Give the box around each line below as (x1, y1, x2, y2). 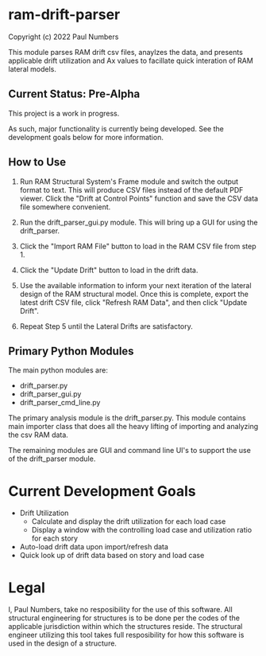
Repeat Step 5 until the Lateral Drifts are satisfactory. (19, 321, 193, 331)
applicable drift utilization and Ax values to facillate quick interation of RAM (8, 56, 254, 65)
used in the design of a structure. (8, 638, 118, 648)
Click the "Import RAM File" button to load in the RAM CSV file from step (19, 241, 256, 251)
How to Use (8, 155, 67, 169)
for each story (31, 533, 78, 543)
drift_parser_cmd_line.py (19, 398, 101, 408)
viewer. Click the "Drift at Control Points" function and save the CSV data (19, 193, 259, 203)
